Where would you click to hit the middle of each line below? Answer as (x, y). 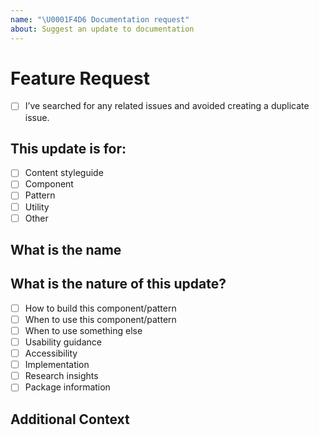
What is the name (66, 250)
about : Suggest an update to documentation (102, 29)
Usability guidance (63, 342)
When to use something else (83, 330)
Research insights (61, 376)
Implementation (57, 365)
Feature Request (80, 78)
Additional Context (70, 419)
